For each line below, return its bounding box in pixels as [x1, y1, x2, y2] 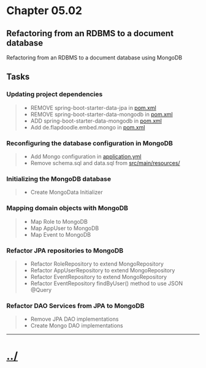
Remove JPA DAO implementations [30, 315, 119, 323]
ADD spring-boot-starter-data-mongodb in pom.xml [30, 117, 162, 125]
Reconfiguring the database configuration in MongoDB [6, 139, 174, 147]
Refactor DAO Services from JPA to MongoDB [6, 301, 145, 310]
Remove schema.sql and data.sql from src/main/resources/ [30, 159, 180, 166]
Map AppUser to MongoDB [30, 224, 99, 232]
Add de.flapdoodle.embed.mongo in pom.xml [30, 123, 145, 131]
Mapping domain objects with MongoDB [6, 204, 129, 212]
